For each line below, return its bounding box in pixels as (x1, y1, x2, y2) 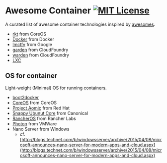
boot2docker (12, 94, 39, 100)
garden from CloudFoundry (12, 47, 69, 53)
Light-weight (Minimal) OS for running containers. (5, 85, 107, 91)
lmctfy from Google (12, 41, 52, 47)
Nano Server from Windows (12, 126, 70, 132)
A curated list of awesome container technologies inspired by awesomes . (5, 21, 156, 27)
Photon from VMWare (12, 120, 57, 126)
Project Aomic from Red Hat (12, 105, 70, 111)
